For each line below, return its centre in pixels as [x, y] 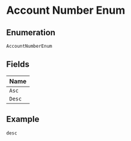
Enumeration [31, 33]
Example [23, 119]
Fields [18, 64]
